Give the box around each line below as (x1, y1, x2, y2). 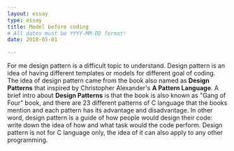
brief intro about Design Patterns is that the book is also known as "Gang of (7, 92, 226, 100)
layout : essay (7, 10, 49, 17)
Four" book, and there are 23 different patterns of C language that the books (7, 99, 228, 107)
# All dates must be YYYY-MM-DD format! (7, 29, 127, 37)
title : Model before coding (7, 23, 89, 30)
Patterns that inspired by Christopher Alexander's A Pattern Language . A (7, 84, 219, 92)
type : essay (7, 17, 42, 24)
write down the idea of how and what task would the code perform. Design (7, 121, 223, 129)
